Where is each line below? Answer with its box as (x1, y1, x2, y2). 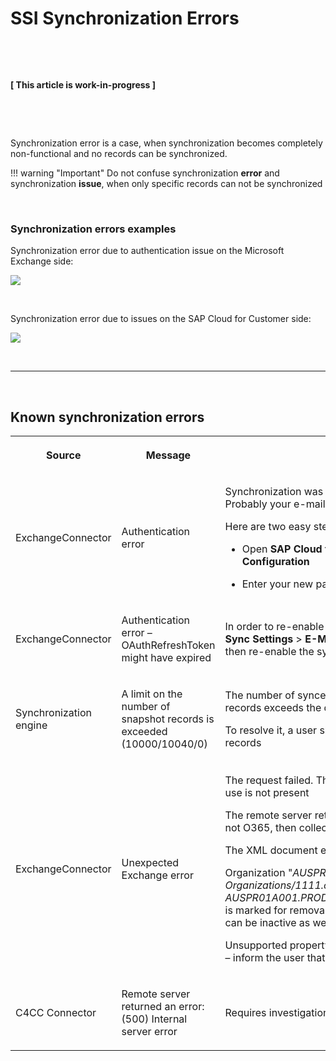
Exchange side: (10, 255, 74, 267)
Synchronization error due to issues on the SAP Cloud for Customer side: (10, 313, 312, 325)
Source (46, 448, 82, 462)
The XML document (224, 843, 318, 857)
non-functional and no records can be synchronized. (10, 147, 228, 159)
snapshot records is (121, 712, 215, 726)
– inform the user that (224, 951, 326, 965)
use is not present (224, 786, 310, 800)
